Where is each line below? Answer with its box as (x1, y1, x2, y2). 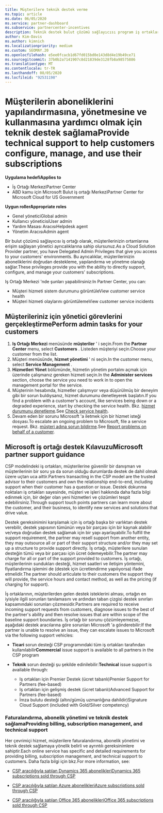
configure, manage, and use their (5, 148, 142, 159)
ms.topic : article (5, 12, 42, 17)
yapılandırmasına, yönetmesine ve (5, 106, 147, 117)
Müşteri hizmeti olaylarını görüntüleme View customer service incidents (12, 298, 154, 304)
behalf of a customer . (12, 428, 55, 434)
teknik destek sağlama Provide (5, 127, 130, 138)
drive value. (5, 510, 29, 516)
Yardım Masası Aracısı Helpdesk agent (12, 223, 88, 229)
